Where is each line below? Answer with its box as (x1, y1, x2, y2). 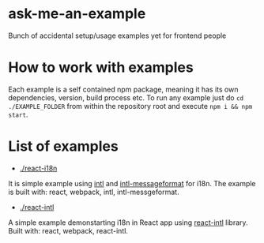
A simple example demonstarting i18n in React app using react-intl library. (8, 218, 248, 227)
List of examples (8, 137, 119, 155)
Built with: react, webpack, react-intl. (8, 226, 129, 235)
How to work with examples (8, 58, 194, 77)
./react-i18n (19, 163, 58, 173)
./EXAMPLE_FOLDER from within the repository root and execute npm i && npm (8, 101, 253, 110)
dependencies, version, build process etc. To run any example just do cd (8, 92, 243, 103)
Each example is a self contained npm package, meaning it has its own (8, 84, 239, 94)
